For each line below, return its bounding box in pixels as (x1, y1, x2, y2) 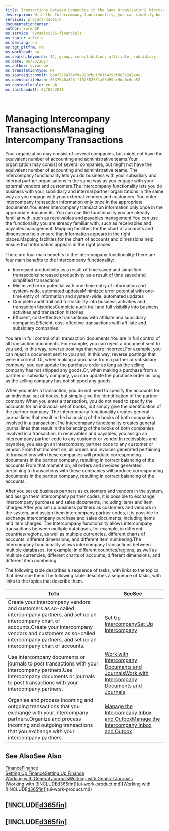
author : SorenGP (5, 26, 39, 31)
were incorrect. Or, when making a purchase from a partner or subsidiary (5, 357, 157, 363)
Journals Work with (104, 670, 149, 677)
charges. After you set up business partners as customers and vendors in (5, 504, 156, 511)
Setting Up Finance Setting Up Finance (5, 770, 84, 776)
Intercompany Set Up (104, 621, 153, 628)
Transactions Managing (5, 124, 105, 135)
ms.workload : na (5, 49, 39, 54)
